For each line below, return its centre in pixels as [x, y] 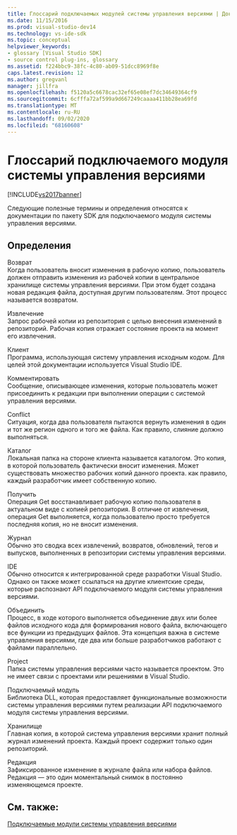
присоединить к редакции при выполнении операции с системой [107, 394]
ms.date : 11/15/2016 [38, 20]
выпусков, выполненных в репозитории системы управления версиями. [117, 553]
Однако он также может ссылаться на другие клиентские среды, [106, 582]
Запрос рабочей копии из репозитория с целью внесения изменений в [115, 321]
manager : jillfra [33, 86]
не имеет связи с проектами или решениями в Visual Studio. [99, 676]
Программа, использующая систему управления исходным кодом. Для [116, 358]
